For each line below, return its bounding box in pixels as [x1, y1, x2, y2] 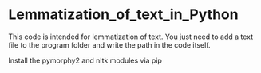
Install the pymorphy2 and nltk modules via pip [8, 56, 162, 65]
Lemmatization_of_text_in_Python [8, 6, 239, 24]
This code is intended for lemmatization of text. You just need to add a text [8, 32, 254, 41]
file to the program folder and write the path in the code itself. [8, 40, 211, 49]
